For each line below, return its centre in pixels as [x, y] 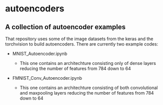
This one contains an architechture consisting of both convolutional [89, 88]
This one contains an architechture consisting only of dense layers [88, 63]
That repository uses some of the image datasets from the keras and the [79, 39]
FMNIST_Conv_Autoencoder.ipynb [47, 78]
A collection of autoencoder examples [65, 27]
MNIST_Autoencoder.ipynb [40, 53]
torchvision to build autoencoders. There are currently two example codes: [81, 44]
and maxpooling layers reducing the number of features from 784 [87, 93]
